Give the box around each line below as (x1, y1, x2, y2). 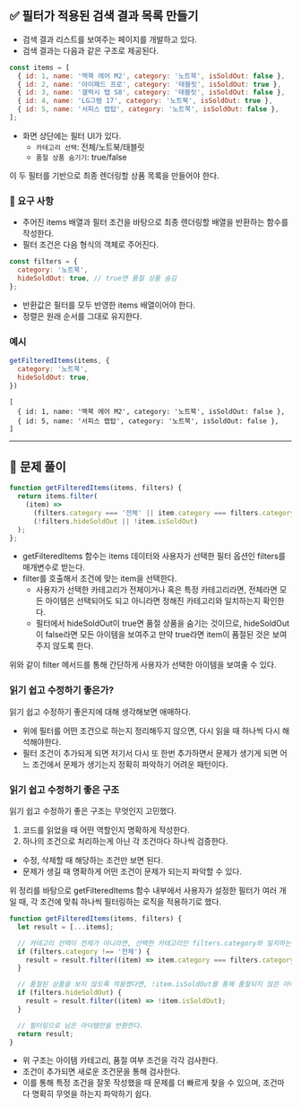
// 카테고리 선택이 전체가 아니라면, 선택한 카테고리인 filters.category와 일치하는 (17, 938, 291, 947)
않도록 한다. (52, 640, 94, 652)
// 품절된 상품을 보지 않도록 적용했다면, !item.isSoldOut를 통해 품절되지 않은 (17, 980, 279, 989)
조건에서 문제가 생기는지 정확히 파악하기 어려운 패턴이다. (31, 758, 228, 769)
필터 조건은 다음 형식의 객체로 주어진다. (21, 239, 159, 250)
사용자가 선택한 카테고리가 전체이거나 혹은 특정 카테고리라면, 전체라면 (35, 584, 278, 595)
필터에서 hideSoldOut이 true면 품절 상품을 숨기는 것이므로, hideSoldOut (35, 618, 289, 629)
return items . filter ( (17, 492, 99, 501)
